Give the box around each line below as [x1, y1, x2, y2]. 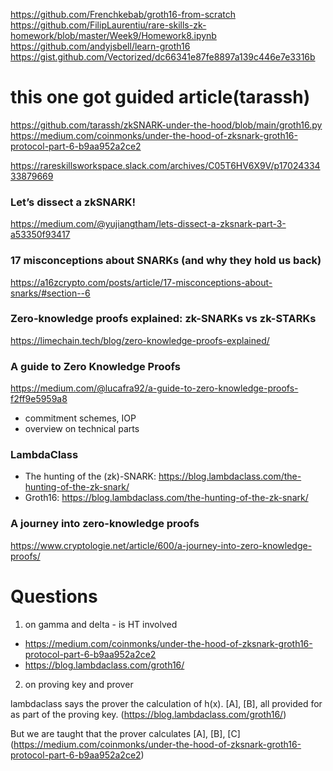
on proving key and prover [24, 678, 134, 690]
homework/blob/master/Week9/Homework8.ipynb [10, 30, 217, 41]
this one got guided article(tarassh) [10, 86, 311, 109]
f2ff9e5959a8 [10, 393, 68, 405]
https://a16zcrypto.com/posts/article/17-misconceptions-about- [10, 276, 273, 288]
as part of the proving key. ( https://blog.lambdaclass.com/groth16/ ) [10, 708, 287, 720]
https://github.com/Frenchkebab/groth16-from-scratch [10, 9, 236, 20]
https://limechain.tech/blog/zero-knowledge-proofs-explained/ [10, 334, 270, 346]
